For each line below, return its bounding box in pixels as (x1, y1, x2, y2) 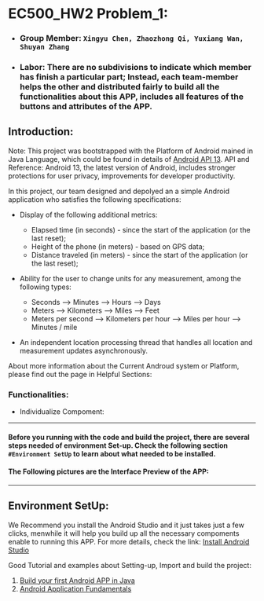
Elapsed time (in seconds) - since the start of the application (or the (31, 225, 251, 234)
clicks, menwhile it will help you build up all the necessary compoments (8, 528, 240, 538)
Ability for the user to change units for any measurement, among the (19, 273, 241, 283)
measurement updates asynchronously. (19, 346, 148, 355)
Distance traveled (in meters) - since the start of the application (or (31, 250, 248, 259)
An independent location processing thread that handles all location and (19, 337, 253, 346)
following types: (19, 282, 72, 291)
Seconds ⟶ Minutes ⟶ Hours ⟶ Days (31, 297, 161, 306)
